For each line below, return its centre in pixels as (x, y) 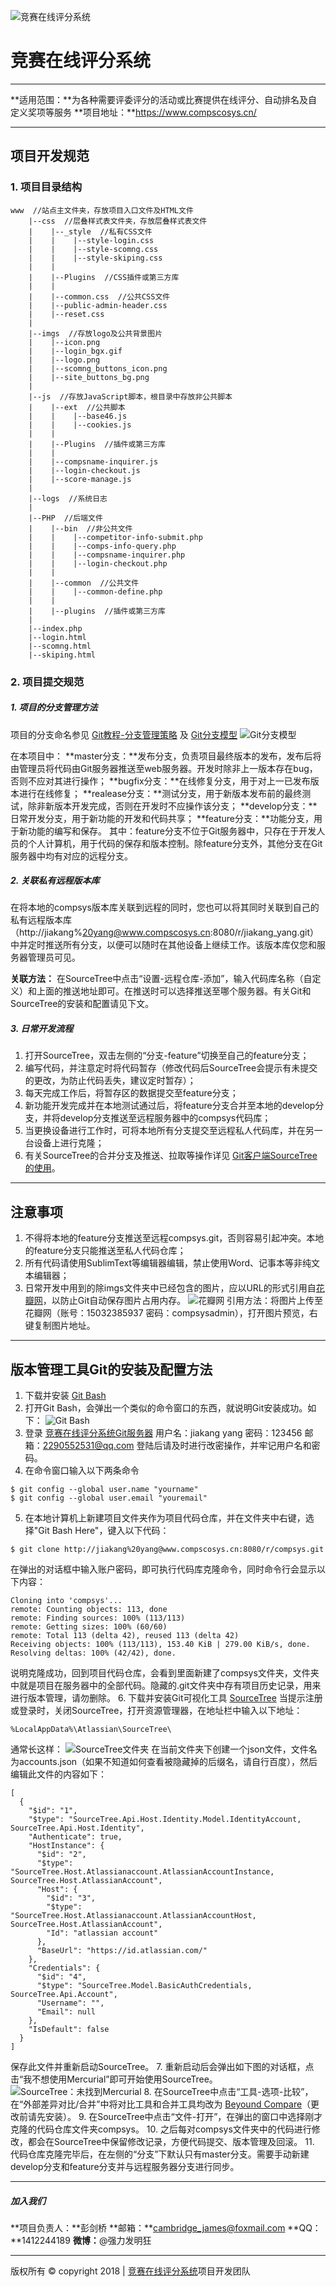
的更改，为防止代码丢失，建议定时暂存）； (110, 1081)
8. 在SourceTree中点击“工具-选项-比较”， (228, 2092)
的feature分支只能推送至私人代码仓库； (105, 1251)
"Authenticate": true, (75, 1837)
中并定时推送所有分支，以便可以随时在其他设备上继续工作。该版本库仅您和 (163, 945)
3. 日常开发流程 (42, 1029)
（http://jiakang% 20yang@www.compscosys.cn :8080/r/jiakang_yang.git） (165, 932)
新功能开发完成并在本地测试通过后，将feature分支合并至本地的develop (170, 1106)
